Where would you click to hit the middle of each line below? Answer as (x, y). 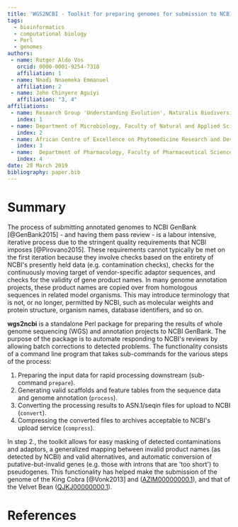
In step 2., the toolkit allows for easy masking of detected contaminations (114, 441)
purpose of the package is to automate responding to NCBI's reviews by (113, 338)
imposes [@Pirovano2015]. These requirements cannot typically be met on (116, 250)
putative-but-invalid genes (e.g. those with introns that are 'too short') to (113, 464)
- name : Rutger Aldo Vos (47, 60)
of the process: (29, 361)
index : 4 (29, 159)
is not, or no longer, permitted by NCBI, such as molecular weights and (110, 302)
